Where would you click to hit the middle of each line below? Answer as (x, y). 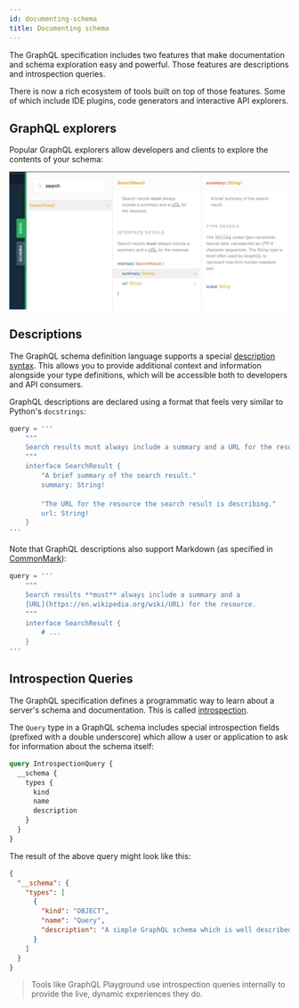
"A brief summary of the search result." (119, 476)
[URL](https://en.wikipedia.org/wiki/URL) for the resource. (141, 604)
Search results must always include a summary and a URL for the (149, 447)
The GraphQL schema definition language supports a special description (142, 356)
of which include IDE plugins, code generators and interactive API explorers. (149, 100)
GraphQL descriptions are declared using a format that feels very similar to (146, 401)
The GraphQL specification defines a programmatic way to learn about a (142, 700)
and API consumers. (46, 384)
